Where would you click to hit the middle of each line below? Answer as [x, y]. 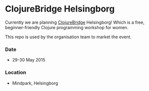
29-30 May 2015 [29, 60]
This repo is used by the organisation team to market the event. [68, 37]
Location [16, 73]
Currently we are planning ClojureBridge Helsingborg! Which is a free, [75, 22]
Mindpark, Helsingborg [35, 83]
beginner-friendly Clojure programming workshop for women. [67, 27]
